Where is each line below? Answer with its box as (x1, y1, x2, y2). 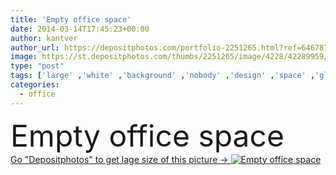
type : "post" (10, 61, 65, 71)
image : (10, 52, 38, 62)
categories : (10, 80, 60, 90)
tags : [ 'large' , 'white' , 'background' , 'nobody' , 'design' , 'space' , (10, 71, 316, 81)
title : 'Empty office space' (10, 14, 132, 25)
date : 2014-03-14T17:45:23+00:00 (10, 24, 150, 34)
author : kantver (10, 33, 78, 43)
